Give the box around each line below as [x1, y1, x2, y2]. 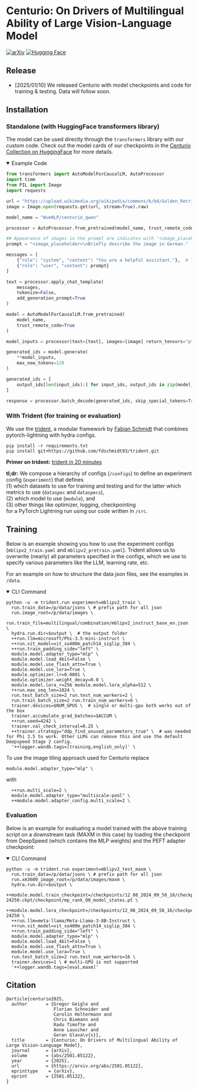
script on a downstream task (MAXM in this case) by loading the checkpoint [6, 831, 190, 838]
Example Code [11, 160, 47, 167]
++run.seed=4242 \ [11, 718, 57, 724]
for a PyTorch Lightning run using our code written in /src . [6, 507, 148, 514]
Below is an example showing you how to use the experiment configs [6, 540, 174, 547]
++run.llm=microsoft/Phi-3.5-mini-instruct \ [11, 635, 126, 641]
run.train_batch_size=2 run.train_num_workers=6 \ [11, 697, 138, 703]
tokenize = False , [16, 290, 57, 296]
